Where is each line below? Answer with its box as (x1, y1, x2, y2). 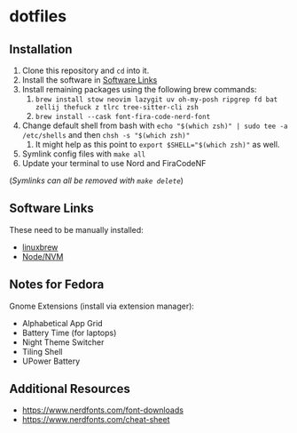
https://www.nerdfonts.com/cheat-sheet (21, 414, 170, 425)
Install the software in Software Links (21, 75, 158, 85)
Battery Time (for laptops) (21, 327, 117, 338)
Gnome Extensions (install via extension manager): (9, 301, 195, 311)
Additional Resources (9, 381, 130, 397)
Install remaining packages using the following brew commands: (21, 84, 257, 94)
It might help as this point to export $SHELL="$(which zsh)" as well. (35, 140, 280, 149)
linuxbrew (21, 242, 59, 253)
